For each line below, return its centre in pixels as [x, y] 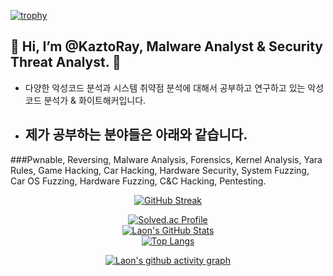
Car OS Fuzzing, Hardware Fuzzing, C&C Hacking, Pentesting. [138, 181]
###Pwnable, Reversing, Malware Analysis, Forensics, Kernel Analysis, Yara [166, 159]
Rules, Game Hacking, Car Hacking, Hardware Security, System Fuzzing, [160, 170]
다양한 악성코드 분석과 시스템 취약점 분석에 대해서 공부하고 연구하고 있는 [165, 87]
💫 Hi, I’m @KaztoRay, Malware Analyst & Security [166, 46]
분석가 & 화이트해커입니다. [95, 100]
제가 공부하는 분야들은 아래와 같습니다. [136, 135]
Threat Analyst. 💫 [66, 62]
